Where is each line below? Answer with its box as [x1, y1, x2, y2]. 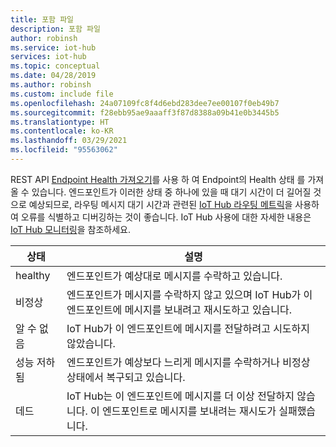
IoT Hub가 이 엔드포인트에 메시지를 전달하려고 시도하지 [66, 321, 311, 335]
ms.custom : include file [10, 89, 114, 99]
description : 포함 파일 [10, 24, 101, 34]
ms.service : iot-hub [10, 42, 97, 53]
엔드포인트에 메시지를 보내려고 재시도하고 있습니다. [66, 302, 293, 316]
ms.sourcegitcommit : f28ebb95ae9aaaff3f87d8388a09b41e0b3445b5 [10, 107, 280, 118]
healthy [15, 268, 51, 282]
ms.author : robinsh [10, 80, 92, 90]
